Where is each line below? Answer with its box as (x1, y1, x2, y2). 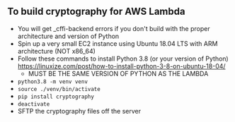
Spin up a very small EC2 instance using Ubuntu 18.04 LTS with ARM (17, 39, 218, 48)
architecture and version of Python (17, 32, 120, 40)
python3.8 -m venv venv (17, 78, 88, 85)
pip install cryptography (17, 93, 94, 100)
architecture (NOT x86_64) (17, 47, 96, 55)
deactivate (17, 100, 50, 108)
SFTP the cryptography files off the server (17, 106, 142, 115)
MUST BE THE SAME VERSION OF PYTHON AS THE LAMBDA (28, 69, 209, 78)
